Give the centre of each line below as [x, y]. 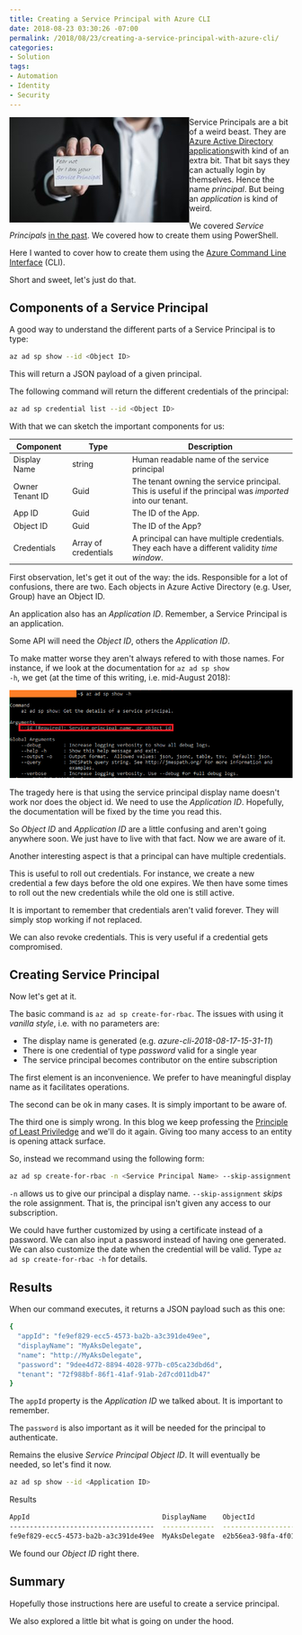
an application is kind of [234, 198]
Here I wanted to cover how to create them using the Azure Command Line [148, 252]
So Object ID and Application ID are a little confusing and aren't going [138, 828]
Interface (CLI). [37, 262]
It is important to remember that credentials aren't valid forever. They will [144, 909]
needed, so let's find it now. [61, 1465]
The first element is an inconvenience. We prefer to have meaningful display [151, 1078]
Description [211, 446]
